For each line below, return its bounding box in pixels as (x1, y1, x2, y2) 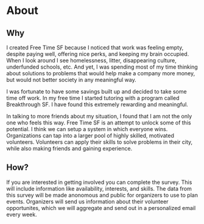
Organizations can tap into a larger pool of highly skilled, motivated (6, 132, 175, 139)
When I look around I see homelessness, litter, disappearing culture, (6, 57, 177, 64)
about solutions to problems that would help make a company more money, (6, 70, 195, 76)
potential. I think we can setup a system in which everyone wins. (6, 126, 168, 132)
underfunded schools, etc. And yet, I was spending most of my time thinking (6, 63, 198, 70)
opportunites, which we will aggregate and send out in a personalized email (6, 204, 196, 211)
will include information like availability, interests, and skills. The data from (6, 185, 192, 192)
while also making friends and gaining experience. (6, 145, 133, 152)
